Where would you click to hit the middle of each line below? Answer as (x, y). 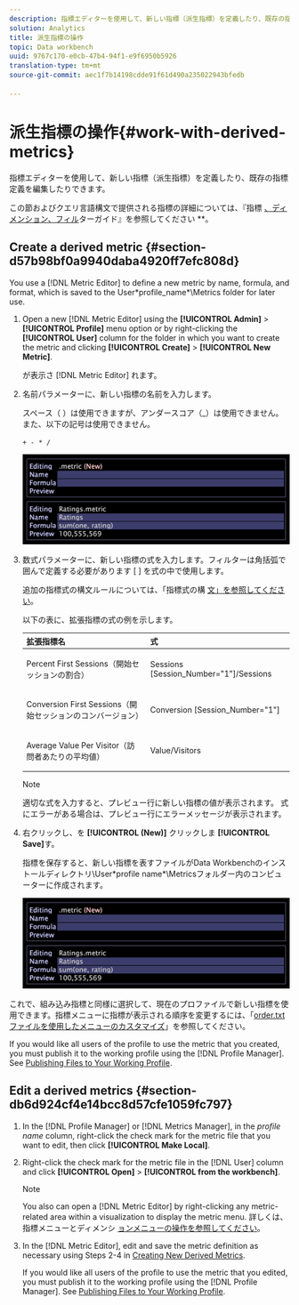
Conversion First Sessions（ (78, 705)
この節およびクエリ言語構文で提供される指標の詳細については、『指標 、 (141, 207)
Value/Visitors (176, 751)
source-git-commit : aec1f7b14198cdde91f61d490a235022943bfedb (127, 76)
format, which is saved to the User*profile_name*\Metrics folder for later (142, 292)
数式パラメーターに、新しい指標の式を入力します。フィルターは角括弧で (154, 560)
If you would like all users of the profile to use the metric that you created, (145, 1043)
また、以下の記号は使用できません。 (89, 423)
